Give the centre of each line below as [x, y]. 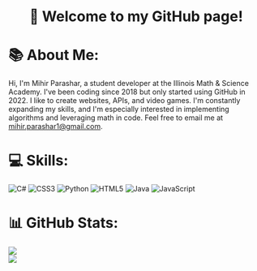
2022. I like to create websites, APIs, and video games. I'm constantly [124, 101]
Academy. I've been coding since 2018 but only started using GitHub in [127, 92]
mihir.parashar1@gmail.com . [56, 127]
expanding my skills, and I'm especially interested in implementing [119, 110]
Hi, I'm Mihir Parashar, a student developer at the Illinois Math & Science [129, 84]
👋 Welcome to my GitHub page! [136, 17]
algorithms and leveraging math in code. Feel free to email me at [116, 118]
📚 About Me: [54, 55]
